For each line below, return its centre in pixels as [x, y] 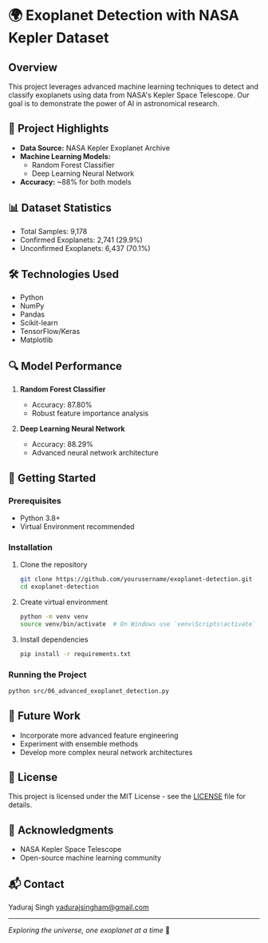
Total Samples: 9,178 [53, 231]
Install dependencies [54, 639]
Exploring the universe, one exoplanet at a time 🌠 [89, 930]
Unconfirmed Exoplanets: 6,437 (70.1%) [85, 248]
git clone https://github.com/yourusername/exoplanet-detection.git [136, 579]
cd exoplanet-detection [59, 587]
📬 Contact [36, 884]
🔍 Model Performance [65, 366]
